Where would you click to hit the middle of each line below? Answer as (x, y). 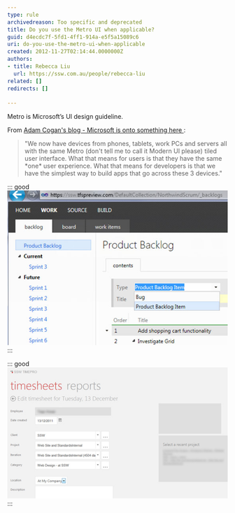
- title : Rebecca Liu (39, 66)
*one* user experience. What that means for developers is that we (120, 166)
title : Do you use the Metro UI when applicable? (81, 29)
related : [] (24, 81)
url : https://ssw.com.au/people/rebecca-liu (79, 73)
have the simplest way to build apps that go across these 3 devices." (123, 173)
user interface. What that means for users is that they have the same (123, 159)
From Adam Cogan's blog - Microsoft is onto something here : (97, 130)
